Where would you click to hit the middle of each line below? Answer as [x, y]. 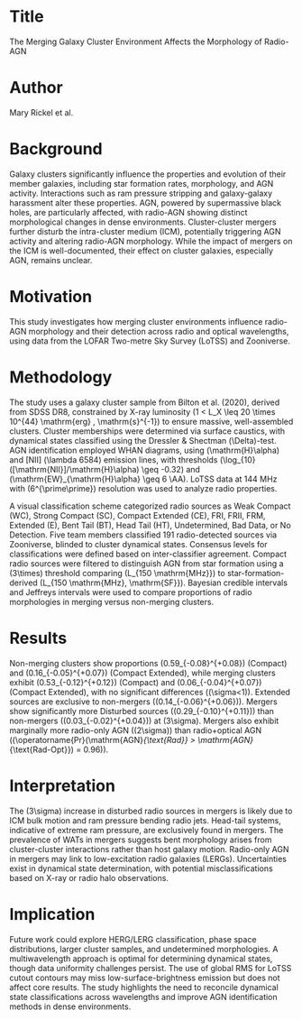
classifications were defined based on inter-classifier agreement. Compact [148, 554]
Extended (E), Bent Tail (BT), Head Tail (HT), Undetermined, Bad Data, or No [150, 525]
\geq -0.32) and [171, 469]
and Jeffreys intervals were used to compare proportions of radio [131, 592]
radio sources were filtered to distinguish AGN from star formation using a [146, 563]
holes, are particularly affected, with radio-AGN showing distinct [128, 212]
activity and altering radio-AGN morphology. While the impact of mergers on [151, 241]
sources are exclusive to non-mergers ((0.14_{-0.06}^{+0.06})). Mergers [143, 702]
